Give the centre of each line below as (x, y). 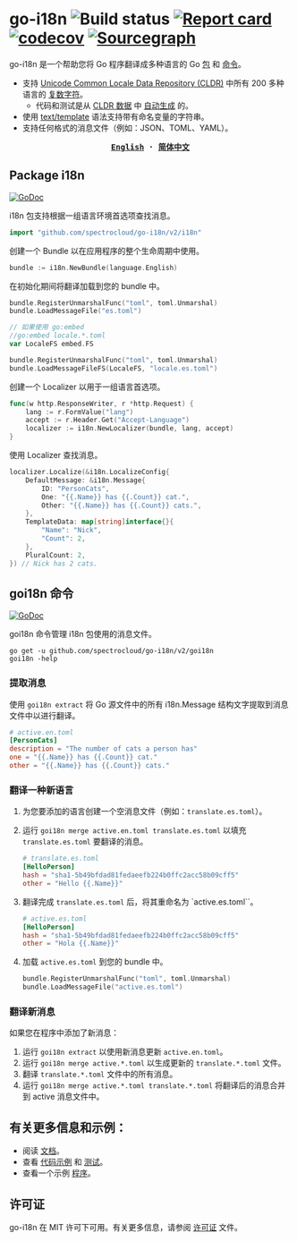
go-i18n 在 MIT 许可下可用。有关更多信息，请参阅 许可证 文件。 (126, 1227)
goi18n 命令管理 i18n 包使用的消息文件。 (83, 634)
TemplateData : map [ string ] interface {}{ (100, 522)
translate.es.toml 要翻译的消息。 (85, 842)
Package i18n (47, 176)
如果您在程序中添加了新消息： (64, 1033)
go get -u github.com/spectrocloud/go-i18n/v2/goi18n (112, 651)
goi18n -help (34, 659)
